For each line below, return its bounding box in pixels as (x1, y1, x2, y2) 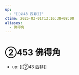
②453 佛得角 (5, 47, 61, 58)
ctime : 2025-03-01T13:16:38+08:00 (5, 16, 75, 21)
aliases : (5, 20, 23, 25)
